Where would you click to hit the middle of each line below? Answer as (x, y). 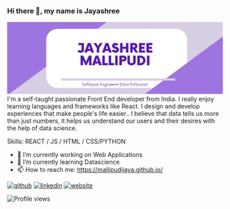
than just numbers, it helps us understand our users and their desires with (111, 121)
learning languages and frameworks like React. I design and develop (104, 106)
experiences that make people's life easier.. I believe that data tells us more (113, 114)
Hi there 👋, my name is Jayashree (64, 11)
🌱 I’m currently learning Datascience (68, 162)
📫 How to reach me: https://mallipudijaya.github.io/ (90, 170)
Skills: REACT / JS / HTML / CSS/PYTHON (66, 142)
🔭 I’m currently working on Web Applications (80, 155)
